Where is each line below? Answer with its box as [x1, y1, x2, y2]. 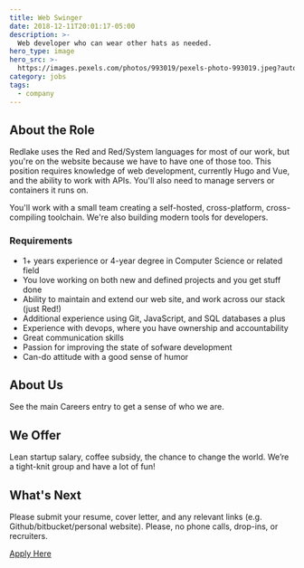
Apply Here [9, 548, 52, 559]
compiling [9, 212, 47, 222]
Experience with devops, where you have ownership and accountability [22, 322, 290, 333]
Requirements [9, 234, 73, 247]
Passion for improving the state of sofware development [22, 341, 233, 353]
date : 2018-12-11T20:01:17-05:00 [9, 22, 136, 31]
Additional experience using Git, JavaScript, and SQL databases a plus [22, 313, 286, 324]
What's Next [9, 488, 81, 503]
